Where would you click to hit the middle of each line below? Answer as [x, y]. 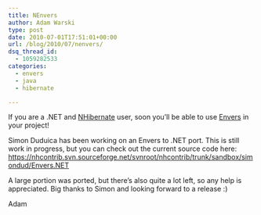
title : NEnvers [33, 15]
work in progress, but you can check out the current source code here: [123, 149]
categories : [27, 66]
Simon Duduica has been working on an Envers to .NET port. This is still [124, 141]
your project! [29, 125]
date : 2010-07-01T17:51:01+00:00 [63, 37]
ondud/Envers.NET [39, 166]
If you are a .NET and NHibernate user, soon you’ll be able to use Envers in [129, 117]
